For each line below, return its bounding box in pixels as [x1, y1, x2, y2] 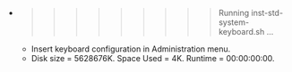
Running [218, 8, 250, 18]
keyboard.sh [218, 27, 265, 36]
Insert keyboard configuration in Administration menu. [30, 44, 231, 54]
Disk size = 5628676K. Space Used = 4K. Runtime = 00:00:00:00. [30, 53, 275, 63]
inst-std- [250, 8, 284, 18]
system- [218, 17, 249, 28]
